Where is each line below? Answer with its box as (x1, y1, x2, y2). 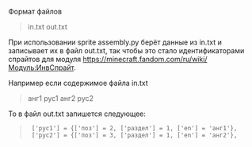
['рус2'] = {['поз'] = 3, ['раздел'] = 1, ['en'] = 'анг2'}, (31, 131, 238, 139)
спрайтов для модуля (8, 55, 82, 64)
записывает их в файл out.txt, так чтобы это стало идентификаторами (8, 46, 245, 55)
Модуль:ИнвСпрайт (8, 63, 74, 72)
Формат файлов (8, 7, 62, 16)
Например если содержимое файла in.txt (8, 79, 148, 87)
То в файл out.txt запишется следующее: (8, 109, 147, 118)
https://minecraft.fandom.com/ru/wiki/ (82, 55, 208, 64)
